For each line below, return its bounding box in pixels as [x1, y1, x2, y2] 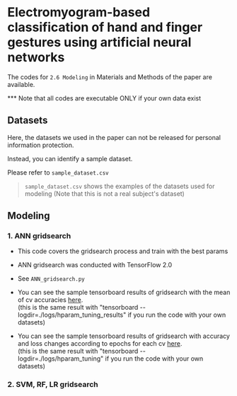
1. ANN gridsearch [7, 231, 71, 241]
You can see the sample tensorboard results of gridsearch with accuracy [17, 332, 230, 340]
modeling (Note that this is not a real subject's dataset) [24, 189, 185, 198]
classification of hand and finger [7, 19, 203, 35]
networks [7, 49, 65, 66]
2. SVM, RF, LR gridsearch [7, 380, 98, 390]
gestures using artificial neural [7, 35, 192, 50]
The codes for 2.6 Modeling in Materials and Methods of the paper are [7, 72, 212, 81]
